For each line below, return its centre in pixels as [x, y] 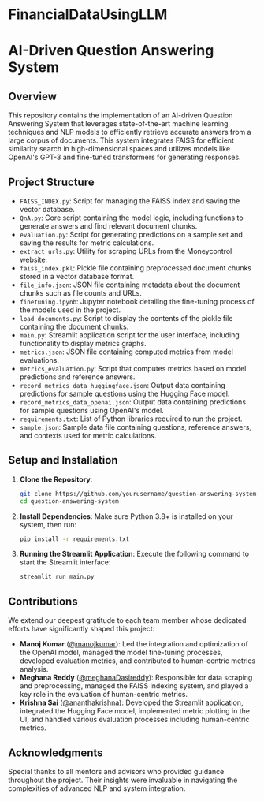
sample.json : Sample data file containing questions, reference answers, [136, 427]
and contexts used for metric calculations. [88, 436]
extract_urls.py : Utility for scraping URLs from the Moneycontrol [126, 251]
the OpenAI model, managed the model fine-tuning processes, [121, 653]
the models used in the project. [70, 310]
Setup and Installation [63, 460]
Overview [33, 96]
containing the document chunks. [74, 326]
